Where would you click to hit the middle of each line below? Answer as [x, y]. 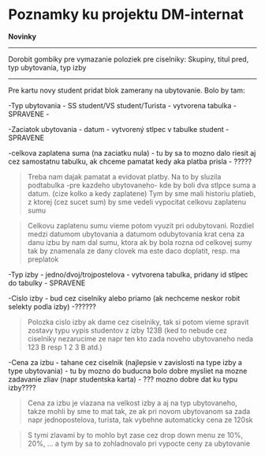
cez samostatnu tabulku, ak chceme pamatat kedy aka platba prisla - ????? [130, 161]
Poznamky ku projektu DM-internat [126, 15]
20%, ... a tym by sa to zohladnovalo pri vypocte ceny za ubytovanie [139, 443]
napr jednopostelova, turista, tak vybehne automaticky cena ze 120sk [140, 420]
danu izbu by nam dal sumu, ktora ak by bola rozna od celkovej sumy [140, 242]
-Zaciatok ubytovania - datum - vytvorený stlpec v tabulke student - [119, 129]
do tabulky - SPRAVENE [47, 283]
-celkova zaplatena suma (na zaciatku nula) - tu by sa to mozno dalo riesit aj [132, 153]
